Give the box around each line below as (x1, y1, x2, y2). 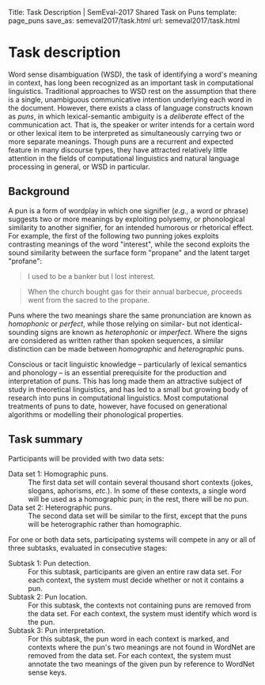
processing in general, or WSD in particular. (8, 162, 150, 171)
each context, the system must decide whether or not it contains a (28, 575, 244, 585)
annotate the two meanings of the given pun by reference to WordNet (28, 659, 255, 668)
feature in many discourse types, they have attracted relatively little (8, 145, 228, 154)
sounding (8, 327, 40, 337)
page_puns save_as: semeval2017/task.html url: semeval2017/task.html (8, 16, 240, 25)
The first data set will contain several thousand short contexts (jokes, (28, 477, 253, 487)
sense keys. (28, 668, 67, 677)
